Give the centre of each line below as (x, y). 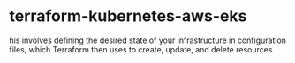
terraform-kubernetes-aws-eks (128, 16)
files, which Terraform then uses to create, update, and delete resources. (142, 49)
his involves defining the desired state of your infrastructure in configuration (148, 40)
